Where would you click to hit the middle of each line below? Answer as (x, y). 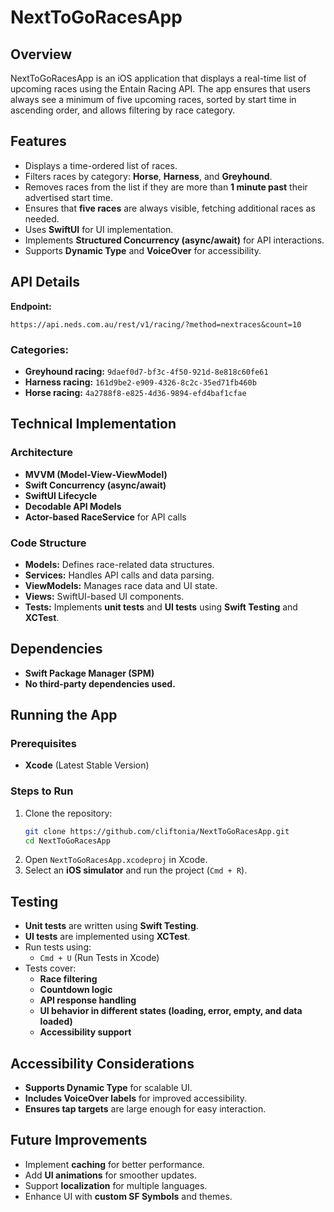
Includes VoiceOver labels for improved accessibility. (136, 1098)
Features (38, 141)
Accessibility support (85, 1032)
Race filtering (68, 979)
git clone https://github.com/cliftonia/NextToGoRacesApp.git (157, 831)
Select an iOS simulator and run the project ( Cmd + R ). (136, 870)
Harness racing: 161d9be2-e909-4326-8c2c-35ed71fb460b (140, 382)
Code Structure (48, 543)
